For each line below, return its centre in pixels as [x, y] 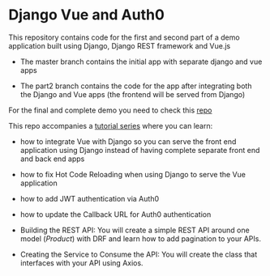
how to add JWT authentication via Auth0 [90, 198]
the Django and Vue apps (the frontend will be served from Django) [133, 94]
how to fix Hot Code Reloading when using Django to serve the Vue [133, 174]
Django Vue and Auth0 [86, 15]
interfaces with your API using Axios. [81, 263]
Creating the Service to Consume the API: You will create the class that [139, 254]
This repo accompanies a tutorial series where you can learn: [111, 125]
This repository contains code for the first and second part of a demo [124, 37]
